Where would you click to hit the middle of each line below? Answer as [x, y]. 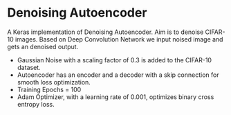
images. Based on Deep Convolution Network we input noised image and [119, 39]
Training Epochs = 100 [49, 89]
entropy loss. [36, 104]
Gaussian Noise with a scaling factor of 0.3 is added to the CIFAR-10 [114, 60]
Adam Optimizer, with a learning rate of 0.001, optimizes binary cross [115, 97]
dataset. [29, 67]
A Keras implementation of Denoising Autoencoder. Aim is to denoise [105, 32]
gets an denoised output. [43, 46]
